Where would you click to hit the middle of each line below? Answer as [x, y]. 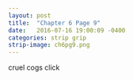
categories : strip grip [47, 38]
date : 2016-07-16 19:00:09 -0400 [67, 30]
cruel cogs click [34, 67]
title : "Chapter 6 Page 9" [55, 23]
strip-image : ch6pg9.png [49, 45]
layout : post [30, 15]
